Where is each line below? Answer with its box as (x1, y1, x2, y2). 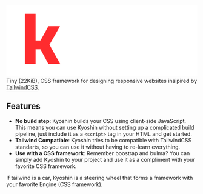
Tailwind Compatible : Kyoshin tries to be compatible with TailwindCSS (15, 136, 192, 144)
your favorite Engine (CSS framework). (6, 181, 103, 188)
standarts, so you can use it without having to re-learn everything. (15, 143, 181, 150)
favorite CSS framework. (15, 162, 77, 170)
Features (6, 101, 41, 112)
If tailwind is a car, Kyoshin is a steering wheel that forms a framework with (6, 174, 193, 181)
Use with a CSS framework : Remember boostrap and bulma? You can (15, 149, 190, 156)
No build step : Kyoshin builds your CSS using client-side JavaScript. (15, 117, 187, 124)
